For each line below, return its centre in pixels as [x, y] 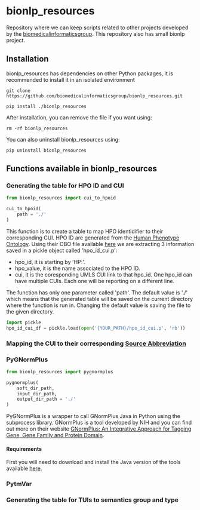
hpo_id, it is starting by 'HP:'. [50, 262]
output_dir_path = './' [47, 399]
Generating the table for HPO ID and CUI [65, 186]
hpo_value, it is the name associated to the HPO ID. [77, 268]
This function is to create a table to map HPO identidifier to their [85, 231]
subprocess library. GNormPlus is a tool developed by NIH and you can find [99, 423]
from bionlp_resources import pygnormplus [60, 371]
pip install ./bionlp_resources [46, 106]
